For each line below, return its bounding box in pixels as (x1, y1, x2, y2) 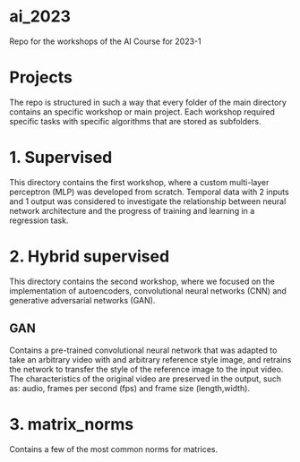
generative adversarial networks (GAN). (9, 295, 156, 305)
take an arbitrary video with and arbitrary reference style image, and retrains (9, 354, 292, 364)
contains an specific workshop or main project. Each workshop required (9, 106, 276, 117)
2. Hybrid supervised (9, 246, 170, 266)
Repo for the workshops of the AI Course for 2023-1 (9, 36, 201, 47)
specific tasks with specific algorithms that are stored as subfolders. (9, 115, 261, 126)
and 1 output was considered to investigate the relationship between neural (9, 195, 287, 207)
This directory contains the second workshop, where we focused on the (9, 276, 276, 287)
